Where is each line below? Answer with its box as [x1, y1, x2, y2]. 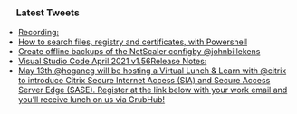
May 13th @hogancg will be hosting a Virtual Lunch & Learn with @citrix [17, 65, 287, 76]
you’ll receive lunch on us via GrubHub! [17, 94, 166, 105]
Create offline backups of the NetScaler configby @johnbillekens [17, 46, 261, 57]
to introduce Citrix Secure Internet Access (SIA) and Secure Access [17, 75, 271, 86]
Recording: [17, 27, 60, 38]
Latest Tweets [15, 6, 80, 19]
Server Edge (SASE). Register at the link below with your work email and [17, 84, 288, 96]
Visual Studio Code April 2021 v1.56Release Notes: [17, 56, 207, 67]
